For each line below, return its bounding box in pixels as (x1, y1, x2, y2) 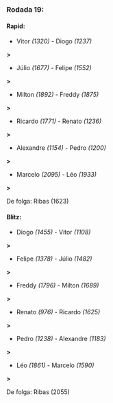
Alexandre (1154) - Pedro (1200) (16, 144, 107, 152)
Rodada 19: (6, 5, 45, 14)
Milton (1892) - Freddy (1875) (16, 91, 99, 99)
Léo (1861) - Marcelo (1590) (16, 361, 95, 369)
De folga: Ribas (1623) (6, 197, 69, 206)
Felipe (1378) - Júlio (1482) (16, 254, 92, 263)
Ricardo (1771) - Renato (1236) (16, 117, 102, 125)
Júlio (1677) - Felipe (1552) (16, 64, 92, 72)
